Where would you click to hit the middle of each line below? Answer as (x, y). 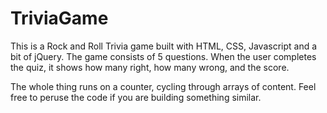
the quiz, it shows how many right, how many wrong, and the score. (150, 67)
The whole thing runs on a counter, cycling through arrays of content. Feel (163, 86)
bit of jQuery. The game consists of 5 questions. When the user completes (163, 56)
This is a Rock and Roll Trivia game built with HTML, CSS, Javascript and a (164, 46)
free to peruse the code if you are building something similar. (136, 97)
